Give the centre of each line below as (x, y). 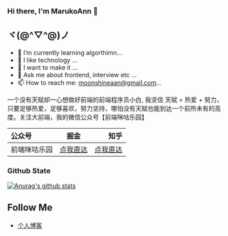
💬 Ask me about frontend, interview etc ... (77, 74)
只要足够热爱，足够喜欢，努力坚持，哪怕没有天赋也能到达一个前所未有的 (111, 108)
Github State (29, 171)
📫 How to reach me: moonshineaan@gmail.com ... (90, 82)
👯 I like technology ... (47, 60)
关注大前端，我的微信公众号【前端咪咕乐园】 (83, 117)
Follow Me (30, 208)
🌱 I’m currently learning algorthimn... (70, 52)
